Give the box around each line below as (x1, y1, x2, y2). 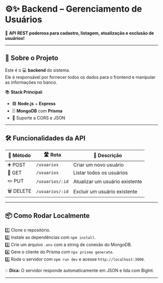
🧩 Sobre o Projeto (5, 54, 59, 62)
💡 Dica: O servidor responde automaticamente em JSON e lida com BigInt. (5, 267, 154, 273)
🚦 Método (8, 152, 31, 159)
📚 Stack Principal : (5, 89, 44, 95)
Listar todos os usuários (73, 169, 128, 176)
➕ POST (7, 161, 26, 168)
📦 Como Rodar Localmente (5, 212, 90, 220)
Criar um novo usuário (73, 161, 124, 168)
